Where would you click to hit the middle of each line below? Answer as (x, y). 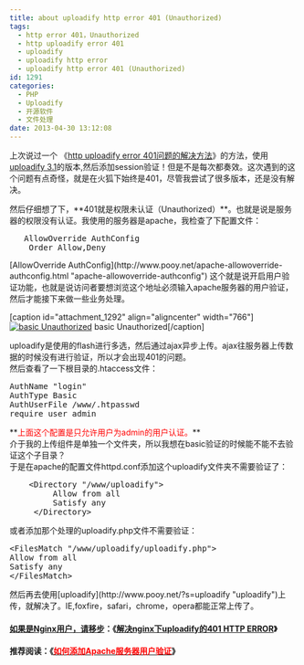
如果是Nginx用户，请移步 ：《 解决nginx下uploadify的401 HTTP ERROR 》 (144, 628)
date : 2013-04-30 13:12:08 (61, 129)
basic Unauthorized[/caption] (150, 327)
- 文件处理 (36, 120)
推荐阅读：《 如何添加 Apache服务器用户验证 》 (94, 651)
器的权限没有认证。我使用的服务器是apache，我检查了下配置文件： (136, 221)
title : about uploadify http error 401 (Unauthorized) (116, 18)
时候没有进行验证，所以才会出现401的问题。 (108, 357)
